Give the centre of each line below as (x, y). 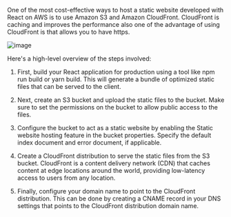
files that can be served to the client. (69, 86)
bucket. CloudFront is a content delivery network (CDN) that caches (113, 163)
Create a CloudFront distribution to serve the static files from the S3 (113, 156)
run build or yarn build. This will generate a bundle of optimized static (116, 79)
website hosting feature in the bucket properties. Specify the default (114, 135)
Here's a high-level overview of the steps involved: (79, 59)
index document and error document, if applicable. (89, 143)
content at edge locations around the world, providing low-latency (111, 170)
